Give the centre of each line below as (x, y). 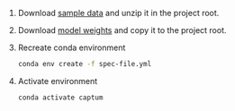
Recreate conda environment (72, 47)
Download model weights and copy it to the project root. (122, 30)
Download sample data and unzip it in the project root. (118, 13)
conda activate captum (60, 98)
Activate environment (58, 81)
